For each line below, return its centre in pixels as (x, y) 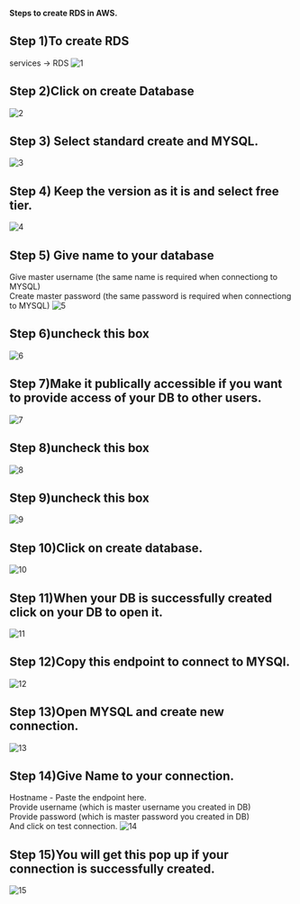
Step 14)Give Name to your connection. (122, 776)
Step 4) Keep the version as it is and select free (144, 191)
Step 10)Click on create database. (106, 548)
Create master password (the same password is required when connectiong (150, 296)
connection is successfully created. (112, 868)
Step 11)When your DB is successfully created (141, 598)
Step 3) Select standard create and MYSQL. (134, 142)
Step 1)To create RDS (69, 41)
